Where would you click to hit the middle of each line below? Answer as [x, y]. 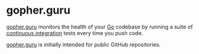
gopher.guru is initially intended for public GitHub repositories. [84, 45]
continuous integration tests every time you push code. [75, 33]
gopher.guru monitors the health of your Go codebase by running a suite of [99, 27]
